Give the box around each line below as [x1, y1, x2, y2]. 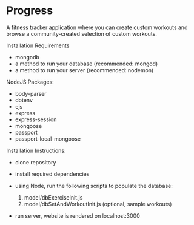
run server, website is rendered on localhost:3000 [15, 212, 141, 219]
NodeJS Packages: [6, 78, 55, 86]
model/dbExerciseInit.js [24, 193, 83, 201]
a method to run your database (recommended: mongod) [15, 60, 158, 67]
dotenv [15, 96, 33, 104]
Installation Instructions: [6, 147, 66, 154]
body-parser [15, 90, 47, 97]
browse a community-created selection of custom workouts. [6, 30, 158, 37]
